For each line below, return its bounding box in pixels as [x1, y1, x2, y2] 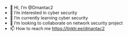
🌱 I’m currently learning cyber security [9, 15, 88, 20]
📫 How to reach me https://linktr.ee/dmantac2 [9, 26, 105, 31]
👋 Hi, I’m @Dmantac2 [9, 5, 53, 10]
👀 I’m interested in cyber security [9, 10, 78, 16]
